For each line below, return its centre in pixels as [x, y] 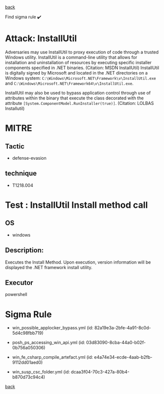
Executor [19, 283]
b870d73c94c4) [29, 377]
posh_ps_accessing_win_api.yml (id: [48, 343]
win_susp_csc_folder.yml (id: [41, 372]
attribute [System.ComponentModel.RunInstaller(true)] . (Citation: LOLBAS [80, 103]
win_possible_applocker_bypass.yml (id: [53, 328]
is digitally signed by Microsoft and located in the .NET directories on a [76, 73]
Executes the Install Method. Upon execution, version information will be [78, 262]
